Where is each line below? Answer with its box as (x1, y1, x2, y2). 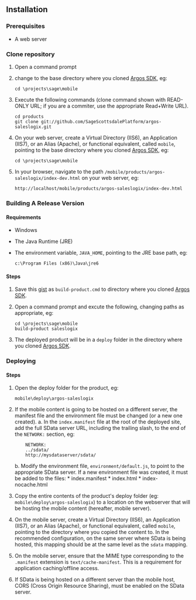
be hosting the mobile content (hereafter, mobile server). (14, 505, 152, 512)
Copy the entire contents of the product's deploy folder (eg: (14, 493, 159, 500)
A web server (14, 35, 47, 43)
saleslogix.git (14, 124, 52, 130)
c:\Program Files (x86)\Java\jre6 (14, 261, 99, 266)
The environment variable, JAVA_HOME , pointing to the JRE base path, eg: (14, 249, 188, 256)
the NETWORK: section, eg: (14, 431, 75, 438)
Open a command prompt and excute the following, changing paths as (14, 303, 184, 310)
